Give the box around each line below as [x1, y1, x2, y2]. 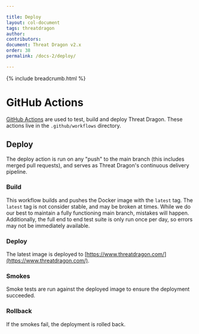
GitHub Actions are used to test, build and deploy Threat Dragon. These [6, 115, 183, 123]
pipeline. [6, 168, 27, 175]
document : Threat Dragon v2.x [6, 42, 82, 48]
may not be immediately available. [6, 222, 90, 229]
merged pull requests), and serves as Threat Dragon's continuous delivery [6, 161, 189, 168]
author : [6, 31, 26, 37]
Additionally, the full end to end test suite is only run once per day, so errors [6, 215, 193, 222]
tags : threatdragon [6, 25, 55, 31]
